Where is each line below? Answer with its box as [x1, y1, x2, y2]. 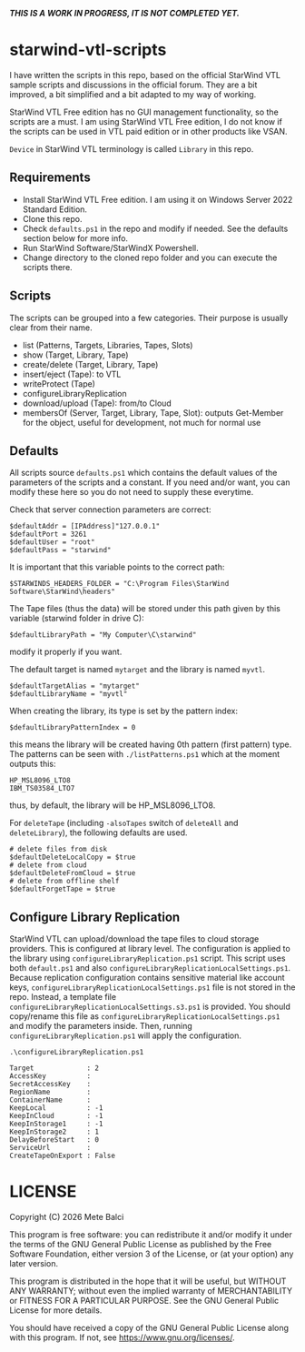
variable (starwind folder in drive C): [9, 613, 144, 624]
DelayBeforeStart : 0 [9, 1135, 100, 1145]
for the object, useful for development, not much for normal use [22, 417, 261, 428]
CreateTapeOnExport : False [9, 1151, 116, 1161]
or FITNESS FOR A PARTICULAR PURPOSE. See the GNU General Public [9, 1296, 280, 1307]
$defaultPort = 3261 [9, 530, 88, 540]
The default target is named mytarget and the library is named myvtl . [9, 664, 266, 675]
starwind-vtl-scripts [9, 40, 167, 60]
